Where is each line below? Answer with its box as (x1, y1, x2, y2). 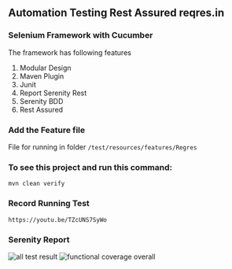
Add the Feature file (8, 124, 86, 135)
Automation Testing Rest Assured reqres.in (8, 6, 225, 20)
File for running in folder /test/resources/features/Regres (8, 142, 197, 152)
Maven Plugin (19, 71, 64, 81)
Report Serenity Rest (19, 88, 87, 98)
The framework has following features (8, 47, 132, 57)
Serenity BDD (19, 96, 64, 105)
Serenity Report (8, 234, 70, 245)
